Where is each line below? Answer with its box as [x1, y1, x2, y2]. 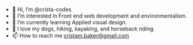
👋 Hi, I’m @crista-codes [12, 6, 72, 13]
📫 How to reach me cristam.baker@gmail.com [12, 32, 129, 39]
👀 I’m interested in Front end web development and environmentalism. [12, 12, 188, 19]
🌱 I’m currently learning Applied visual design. [12, 19, 127, 26]
